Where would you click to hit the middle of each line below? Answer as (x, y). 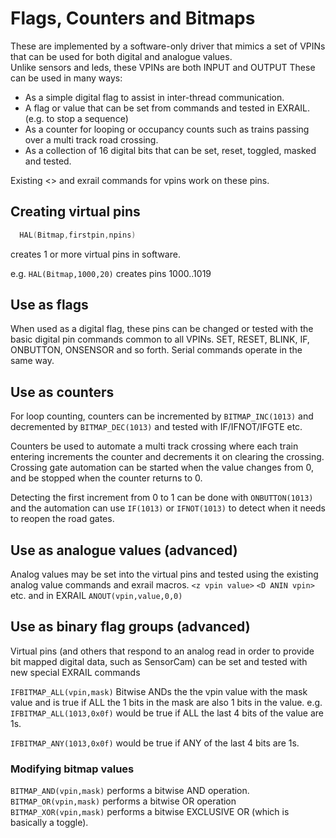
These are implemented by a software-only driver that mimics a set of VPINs (168, 46)
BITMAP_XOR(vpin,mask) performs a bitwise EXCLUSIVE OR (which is (150, 812)
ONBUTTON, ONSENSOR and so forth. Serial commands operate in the (156, 350)
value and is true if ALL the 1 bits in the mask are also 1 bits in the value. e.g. (166, 702)
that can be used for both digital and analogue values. (121, 56)
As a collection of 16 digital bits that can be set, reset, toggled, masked (170, 150)
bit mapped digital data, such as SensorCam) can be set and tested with (159, 661)
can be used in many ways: (66, 78)
